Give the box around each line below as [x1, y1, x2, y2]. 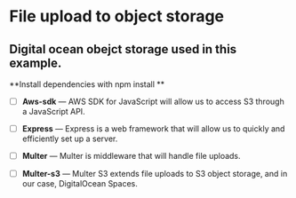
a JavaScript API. [21, 107, 86, 117]
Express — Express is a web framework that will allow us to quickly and [21, 123, 285, 134]
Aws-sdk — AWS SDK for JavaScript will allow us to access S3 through [21, 96, 284, 107]
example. [9, 55, 62, 70]
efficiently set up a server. [21, 133, 118, 144]
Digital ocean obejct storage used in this [9, 42, 237, 57]
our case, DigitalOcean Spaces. [21, 178, 138, 189]
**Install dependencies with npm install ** [9, 79, 165, 90]
